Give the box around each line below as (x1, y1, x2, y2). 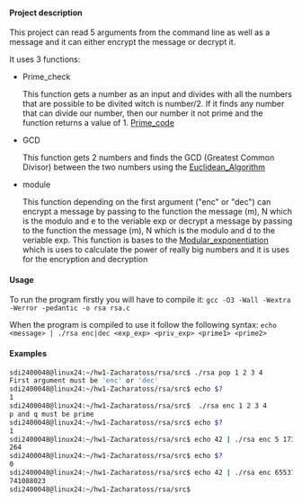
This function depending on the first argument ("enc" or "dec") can (22, 197, 271, 207)
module (22, 180, 51, 190)
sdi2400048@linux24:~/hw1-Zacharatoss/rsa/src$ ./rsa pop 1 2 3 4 (9, 368, 263, 377)
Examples (9, 348, 48, 358)
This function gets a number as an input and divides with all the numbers (22, 89, 292, 100)
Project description (9, 7, 83, 18)
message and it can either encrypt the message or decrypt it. (9, 37, 236, 48)
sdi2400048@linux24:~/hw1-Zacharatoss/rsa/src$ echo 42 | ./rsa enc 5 (9, 435, 280, 444)
